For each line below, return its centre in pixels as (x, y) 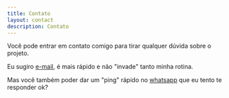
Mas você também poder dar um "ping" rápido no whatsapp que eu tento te (115, 80)
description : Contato (38, 26)
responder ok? (28, 88)
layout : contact (30, 20)
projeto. (18, 53)
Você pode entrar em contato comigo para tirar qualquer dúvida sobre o (109, 46)
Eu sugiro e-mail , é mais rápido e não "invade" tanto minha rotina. (100, 67)
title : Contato (29, 13)
